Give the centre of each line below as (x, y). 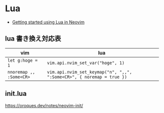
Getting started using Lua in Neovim (48, 22)
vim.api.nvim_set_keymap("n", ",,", (90, 72)
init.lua (16, 94)
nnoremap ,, (21, 72)
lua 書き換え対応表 (33, 39)
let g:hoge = (23, 60)
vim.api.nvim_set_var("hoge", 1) (86, 63)
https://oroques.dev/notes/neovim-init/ (44, 105)
